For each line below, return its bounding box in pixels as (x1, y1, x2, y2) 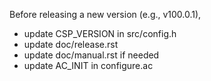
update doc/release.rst (23, 39, 119, 50)
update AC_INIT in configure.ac (23, 60, 154, 71)
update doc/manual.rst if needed (23, 49, 160, 61)
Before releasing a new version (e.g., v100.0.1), (9, 9, 202, 20)
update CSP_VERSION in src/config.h (23, 28, 177, 39)
